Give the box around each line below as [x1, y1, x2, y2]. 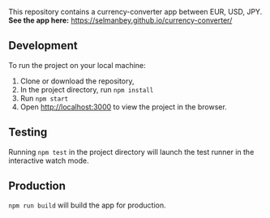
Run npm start [19, 93, 69, 103]
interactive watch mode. [8, 156, 89, 165]
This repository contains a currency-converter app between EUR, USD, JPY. [8, 7, 263, 16]
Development [8, 39, 79, 53]
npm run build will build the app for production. [8, 200, 166, 210]
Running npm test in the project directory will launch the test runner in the [8, 147, 255, 156]
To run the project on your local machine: [8, 60, 146, 70]
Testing [8, 126, 48, 139]
